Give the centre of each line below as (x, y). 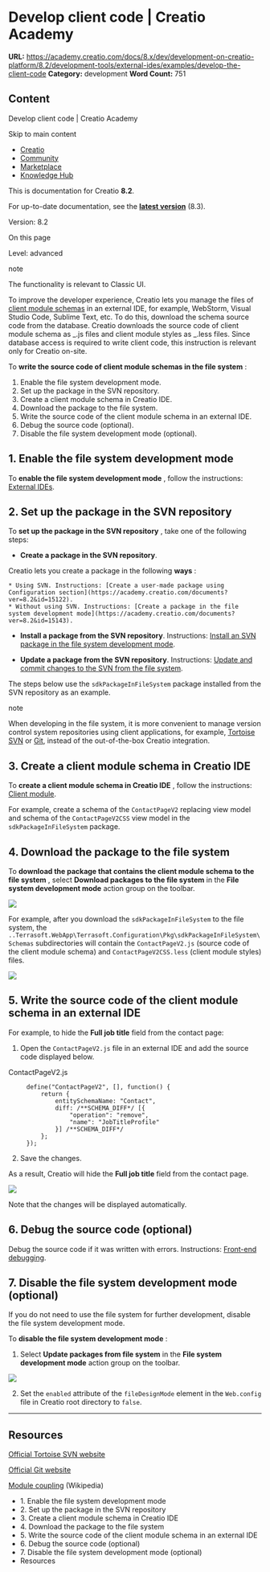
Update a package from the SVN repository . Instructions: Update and (136, 660)
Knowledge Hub (47, 175)
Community (39, 158)
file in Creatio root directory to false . (81, 1402)
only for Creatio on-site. (48, 351)
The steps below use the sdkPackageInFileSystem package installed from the (135, 684)
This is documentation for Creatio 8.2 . (72, 191)
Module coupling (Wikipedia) (56, 1486)
